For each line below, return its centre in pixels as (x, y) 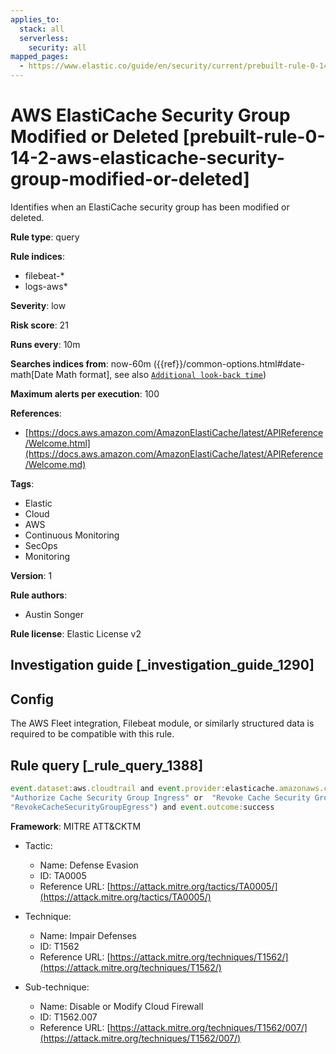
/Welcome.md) (55, 464)
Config (32, 699)
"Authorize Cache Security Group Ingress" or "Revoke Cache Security (160, 797)
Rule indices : (37, 256)
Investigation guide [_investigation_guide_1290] (162, 665)
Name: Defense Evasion (89, 865)
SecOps (41, 545)
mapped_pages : (40, 57)
